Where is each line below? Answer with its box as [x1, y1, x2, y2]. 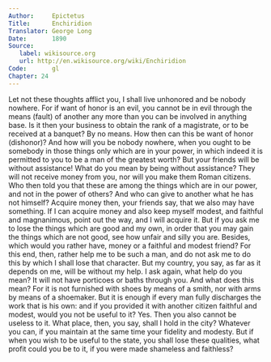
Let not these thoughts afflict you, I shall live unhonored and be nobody [8, 94, 247, 104]
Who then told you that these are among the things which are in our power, [8, 180, 258, 190]
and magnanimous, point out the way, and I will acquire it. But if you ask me [8, 215, 260, 224]
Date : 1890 [8, 34, 67, 43]
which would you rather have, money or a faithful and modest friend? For [8, 241, 252, 250]
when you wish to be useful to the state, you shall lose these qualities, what [8, 335, 260, 345]
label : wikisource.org [19, 49, 95, 57]
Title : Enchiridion [8, 19, 92, 28]
